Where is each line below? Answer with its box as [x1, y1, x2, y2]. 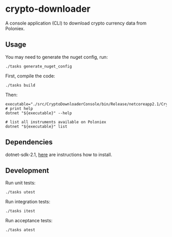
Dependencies [5, 138, 53, 146]
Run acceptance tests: [5, 218, 53, 224]
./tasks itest [5, 208, 36, 214]
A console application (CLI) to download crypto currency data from [5, 20, 147, 26]
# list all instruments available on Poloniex [5, 119, 106, 124]
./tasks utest [5, 190, 36, 195]
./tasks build [5, 82, 36, 88]
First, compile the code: [5, 73, 55, 79]
